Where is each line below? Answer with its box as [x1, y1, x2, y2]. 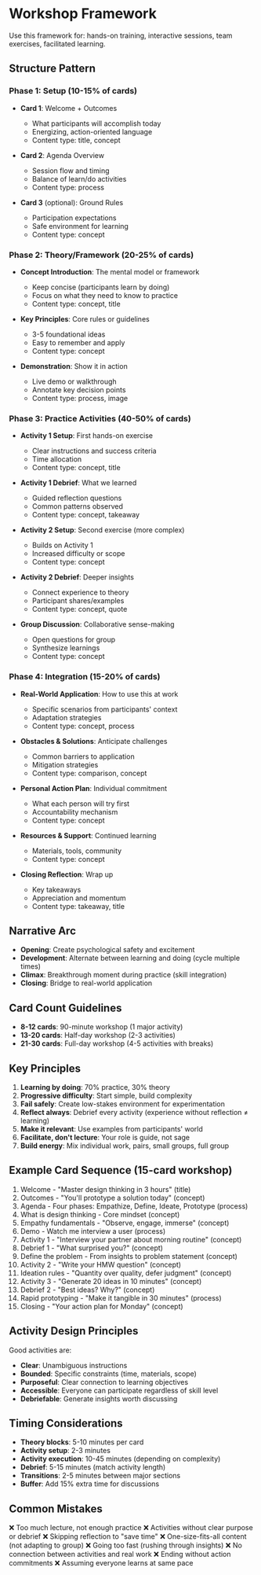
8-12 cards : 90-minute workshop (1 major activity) [20, 1022, 183, 1032]
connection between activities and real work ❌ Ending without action [9, 1550, 231, 1559]
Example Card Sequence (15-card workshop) [9, 1164, 233, 1177]
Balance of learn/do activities [31, 174, 127, 183]
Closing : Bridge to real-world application [20, 978, 153, 988]
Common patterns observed [31, 502, 124, 511]
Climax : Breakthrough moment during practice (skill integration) [20, 970, 227, 980]
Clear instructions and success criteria [31, 446, 157, 456]
